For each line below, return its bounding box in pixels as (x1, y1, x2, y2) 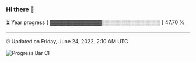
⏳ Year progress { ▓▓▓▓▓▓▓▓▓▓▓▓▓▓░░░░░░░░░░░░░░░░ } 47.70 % (6, 19, 185, 26)
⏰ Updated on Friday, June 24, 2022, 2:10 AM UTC (6, 38, 128, 45)
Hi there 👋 (6, 5, 35, 13)
